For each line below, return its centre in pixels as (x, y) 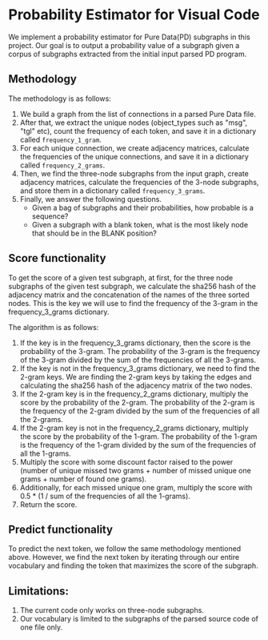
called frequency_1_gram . (60, 139)
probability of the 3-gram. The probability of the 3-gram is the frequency (140, 351)
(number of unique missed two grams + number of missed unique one (136, 470)
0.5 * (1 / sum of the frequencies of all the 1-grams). (105, 496)
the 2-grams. (42, 419)
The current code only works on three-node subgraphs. (112, 610)
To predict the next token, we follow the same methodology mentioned (125, 549)
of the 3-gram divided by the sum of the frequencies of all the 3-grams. (138, 360)
